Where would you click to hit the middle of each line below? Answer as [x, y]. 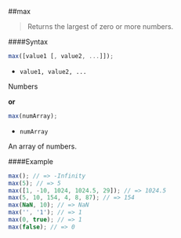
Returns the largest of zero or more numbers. [100, 26]
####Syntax [28, 42]
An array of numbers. [42, 146]
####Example [31, 161]
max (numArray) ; [33, 116]
